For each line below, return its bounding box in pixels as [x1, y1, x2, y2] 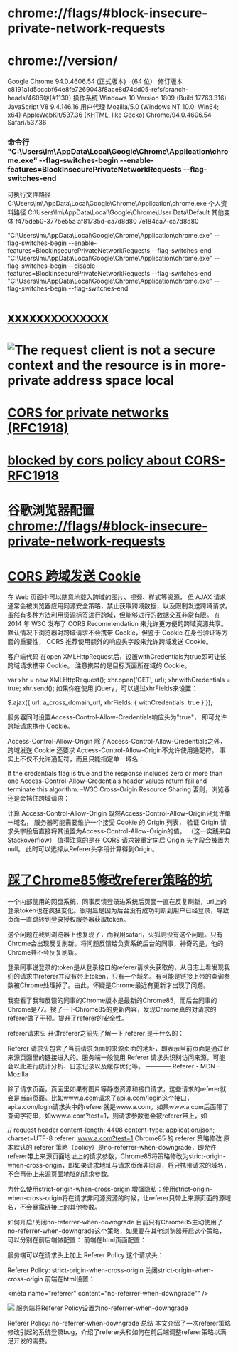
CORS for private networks [7, 405, 169, 421]
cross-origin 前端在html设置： [7, 1275, 95, 1284]
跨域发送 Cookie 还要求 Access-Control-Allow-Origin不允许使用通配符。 [7, 746, 218, 754]
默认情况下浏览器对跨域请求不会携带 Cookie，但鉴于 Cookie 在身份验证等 [7, 628, 222, 637]
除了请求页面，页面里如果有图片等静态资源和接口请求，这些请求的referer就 [7, 1085, 227, 1093]
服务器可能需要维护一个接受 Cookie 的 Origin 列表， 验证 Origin [33, 818, 219, 827]
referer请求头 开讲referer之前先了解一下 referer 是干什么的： [7, 1029, 185, 1038]
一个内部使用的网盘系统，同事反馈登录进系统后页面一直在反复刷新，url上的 [7, 898, 227, 906]
